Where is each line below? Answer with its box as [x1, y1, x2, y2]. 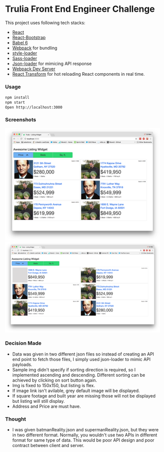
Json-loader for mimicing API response [12, 60, 92, 66]
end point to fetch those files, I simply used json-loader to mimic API [12, 356, 151, 362]
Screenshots [5, 117, 36, 123]
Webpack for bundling [12, 45, 57, 51]
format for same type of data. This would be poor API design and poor [12, 437, 155, 443]
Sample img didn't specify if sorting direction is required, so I [12, 366, 136, 372]
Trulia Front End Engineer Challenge [5, 3, 155, 15]
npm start [5, 100, 26, 105]
